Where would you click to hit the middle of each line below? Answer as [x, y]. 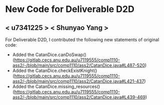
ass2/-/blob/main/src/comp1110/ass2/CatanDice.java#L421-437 [78, 81]
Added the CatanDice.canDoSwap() [49, 54]
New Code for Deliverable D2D [70, 9]
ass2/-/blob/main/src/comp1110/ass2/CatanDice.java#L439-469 [79, 97]
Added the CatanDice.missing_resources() [56, 86]
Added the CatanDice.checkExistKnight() [55, 70]
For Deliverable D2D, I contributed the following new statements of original [82, 39]
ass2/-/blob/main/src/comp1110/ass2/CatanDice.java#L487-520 [79, 65]
